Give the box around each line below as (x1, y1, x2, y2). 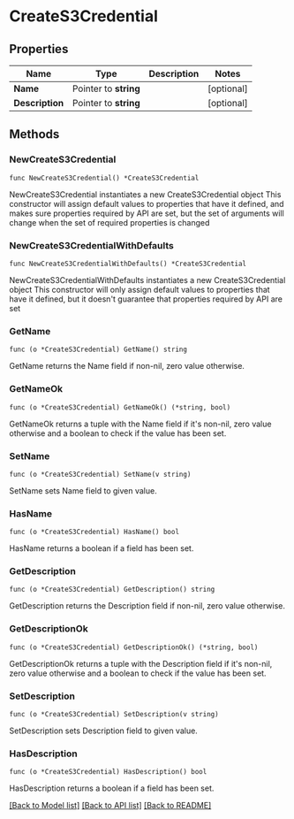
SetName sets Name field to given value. (9, 485, 157, 496)
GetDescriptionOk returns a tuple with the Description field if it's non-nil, (9, 658, 273, 669)
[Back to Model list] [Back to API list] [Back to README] (9, 800, 212, 811)
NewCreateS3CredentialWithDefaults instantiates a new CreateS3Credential (9, 274, 286, 285)
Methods (9, 126, 60, 142)
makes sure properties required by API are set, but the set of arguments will (9, 208, 284, 218)
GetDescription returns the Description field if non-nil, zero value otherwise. (9, 601, 285, 611)
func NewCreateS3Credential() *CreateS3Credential (9, 173, 200, 182)
